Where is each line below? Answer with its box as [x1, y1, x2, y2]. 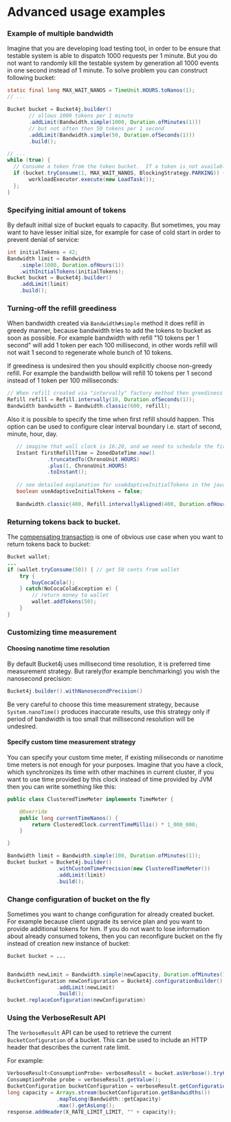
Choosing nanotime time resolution [7, 644, 110, 653]
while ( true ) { [7, 156, 51, 164]
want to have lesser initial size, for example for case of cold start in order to [7, 228, 221, 236]
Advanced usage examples [7, 4, 166, 20]
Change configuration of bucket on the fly [7, 894, 150, 904]
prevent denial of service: [7, 235, 80, 243]
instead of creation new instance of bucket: [7, 939, 131, 948]
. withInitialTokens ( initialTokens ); [19, 268, 125, 275]
